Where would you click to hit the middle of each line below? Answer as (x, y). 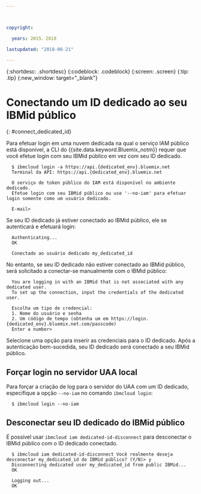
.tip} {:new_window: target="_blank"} (52, 78)
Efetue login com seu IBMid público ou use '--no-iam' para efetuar (99, 194)
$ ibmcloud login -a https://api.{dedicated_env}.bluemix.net (91, 167)
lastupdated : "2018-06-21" (40, 49)
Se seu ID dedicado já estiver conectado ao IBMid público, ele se (86, 221)
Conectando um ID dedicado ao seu (97, 102)
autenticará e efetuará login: (41, 227)
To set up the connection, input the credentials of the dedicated (98, 293)
